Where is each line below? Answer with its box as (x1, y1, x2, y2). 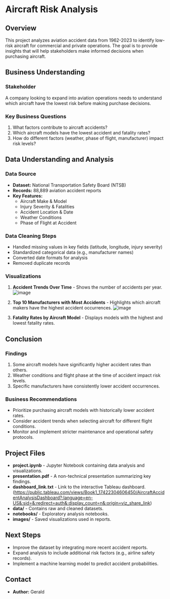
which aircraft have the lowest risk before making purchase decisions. (5, 100, 151, 106)
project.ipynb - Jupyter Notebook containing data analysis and (12, 463, 145, 469)
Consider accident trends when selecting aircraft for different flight (12, 418, 153, 424)
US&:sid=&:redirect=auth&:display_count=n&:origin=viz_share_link (12, 500, 151, 506)
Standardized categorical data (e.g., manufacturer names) (12, 249, 134, 255)
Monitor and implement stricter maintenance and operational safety (12, 429, 153, 435)
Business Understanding (5, 68, 85, 77)
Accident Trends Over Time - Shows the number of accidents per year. (12, 284, 162, 290)
